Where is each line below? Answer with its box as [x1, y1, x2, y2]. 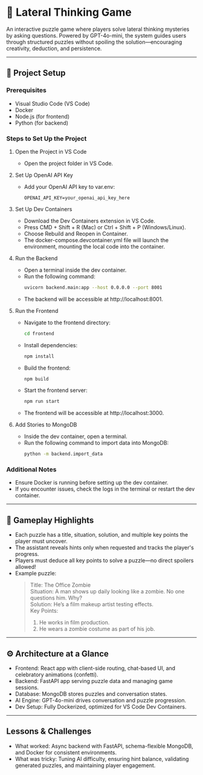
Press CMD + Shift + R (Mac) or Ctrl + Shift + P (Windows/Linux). [24, 223, 186, 231]
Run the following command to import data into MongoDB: [24, 439, 169, 446]
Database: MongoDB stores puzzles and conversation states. [14, 690, 167, 698]
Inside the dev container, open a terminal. [24, 433, 128, 440]
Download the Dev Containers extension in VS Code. [24, 217, 156, 224]
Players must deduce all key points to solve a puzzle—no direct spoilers [14, 557, 194, 564]
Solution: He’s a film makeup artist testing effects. [30, 601, 154, 608]
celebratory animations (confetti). [14, 671, 98, 678]
